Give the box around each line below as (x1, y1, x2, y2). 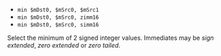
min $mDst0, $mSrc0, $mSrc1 (17, 6, 99, 13)
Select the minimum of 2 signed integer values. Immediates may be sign (7, 34, 214, 42)
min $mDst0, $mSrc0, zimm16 (17, 14, 99, 21)
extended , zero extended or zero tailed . (7, 41, 121, 49)
